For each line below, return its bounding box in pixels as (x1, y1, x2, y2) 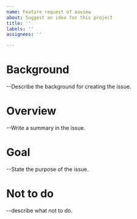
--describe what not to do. (6, 207, 73, 214)
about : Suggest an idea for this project (6, 15, 113, 21)
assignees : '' (6, 32, 43, 38)
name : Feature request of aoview (6, 8, 91, 15)
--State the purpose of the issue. (6, 165, 89, 173)
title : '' (6, 20, 32, 26)
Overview (6, 104, 57, 118)
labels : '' (6, 25, 34, 32)
